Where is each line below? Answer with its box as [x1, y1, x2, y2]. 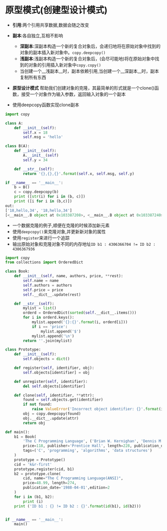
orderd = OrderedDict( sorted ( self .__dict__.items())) [23, 310, 137, 316]
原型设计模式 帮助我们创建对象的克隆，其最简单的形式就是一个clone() [12, 85, 155, 91]
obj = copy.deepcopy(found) [23, 411, 81, 416]
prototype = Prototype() [14, 457, 66, 462]
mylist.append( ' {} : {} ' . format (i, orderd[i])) [31, 320, 128, 325]
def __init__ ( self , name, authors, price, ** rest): [14, 274, 123, 279]
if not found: [23, 402, 52, 407]
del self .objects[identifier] [23, 383, 85, 389]
